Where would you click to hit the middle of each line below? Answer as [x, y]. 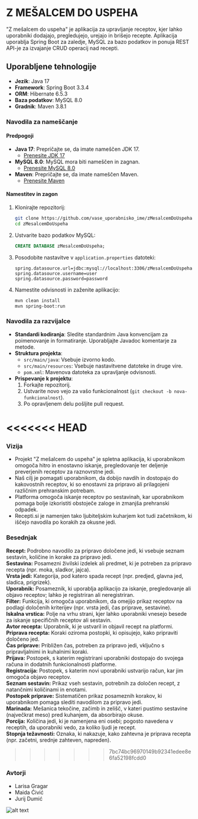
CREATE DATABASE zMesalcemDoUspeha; [60, 246]
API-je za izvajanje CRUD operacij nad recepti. [63, 48]
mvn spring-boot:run [40, 306]
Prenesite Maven [44, 181]
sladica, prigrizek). [29, 582]
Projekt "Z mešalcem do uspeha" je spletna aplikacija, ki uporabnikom [100, 459]
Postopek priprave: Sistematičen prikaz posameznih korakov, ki [84, 695]
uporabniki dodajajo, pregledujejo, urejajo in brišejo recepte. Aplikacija [92, 35]
